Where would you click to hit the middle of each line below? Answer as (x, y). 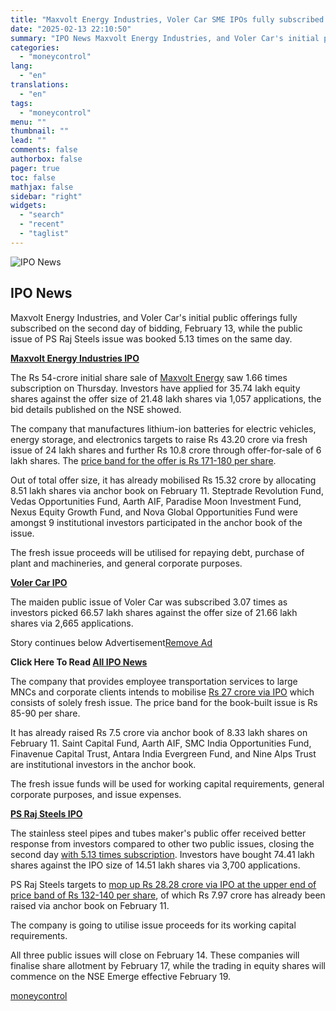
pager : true (35, 168)
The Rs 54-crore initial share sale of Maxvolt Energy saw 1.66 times (149, 377)
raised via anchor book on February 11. (90, 905)
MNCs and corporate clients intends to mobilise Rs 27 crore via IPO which (162, 692)
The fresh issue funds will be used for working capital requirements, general (167, 783)
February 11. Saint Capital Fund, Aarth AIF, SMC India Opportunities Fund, (161, 743)
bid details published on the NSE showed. (96, 409)
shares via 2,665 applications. (72, 623)
